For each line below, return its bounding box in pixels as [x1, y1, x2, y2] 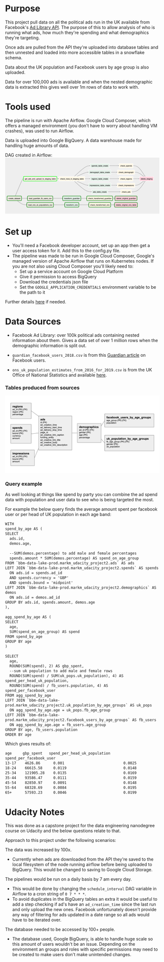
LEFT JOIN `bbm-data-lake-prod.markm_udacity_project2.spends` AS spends [5, 566, 159, 571]
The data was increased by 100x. [5, 847, 72, 853]
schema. [5, 54, 23, 60]
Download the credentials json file [19, 279, 89, 285]
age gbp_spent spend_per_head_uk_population [5, 751, 111, 756]
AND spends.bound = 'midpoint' [9, 580, 73, 586]
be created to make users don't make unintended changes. [12, 952, 132, 958]
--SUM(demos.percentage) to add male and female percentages [9, 551, 137, 556]
